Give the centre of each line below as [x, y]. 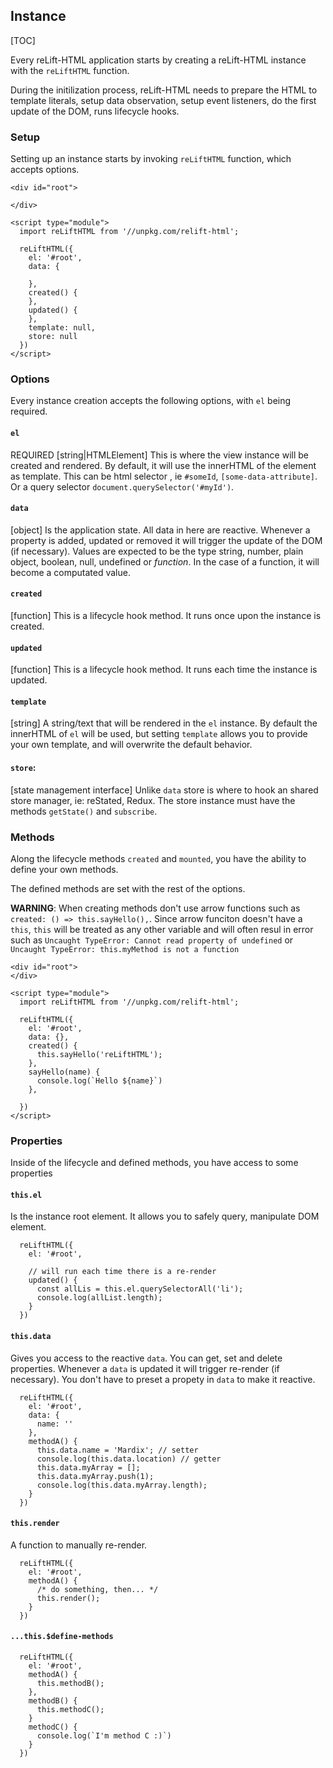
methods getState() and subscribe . [84, 811]
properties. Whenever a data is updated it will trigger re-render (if [145, 1368]
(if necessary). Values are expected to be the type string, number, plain [157, 551]
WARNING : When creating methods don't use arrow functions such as [155, 908]
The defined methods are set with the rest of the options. [128, 888]
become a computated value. [70, 572]
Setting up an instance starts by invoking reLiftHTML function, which [151, 159]
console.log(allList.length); [99, 1298]
